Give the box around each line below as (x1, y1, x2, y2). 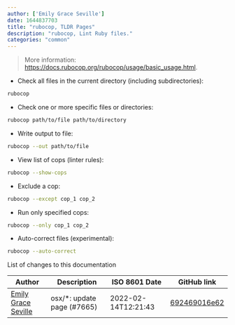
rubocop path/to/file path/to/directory (7, 117, 127, 124)
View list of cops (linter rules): (17, 155, 104, 164)
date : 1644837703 (7, 17, 58, 24)
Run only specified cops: (17, 208, 90, 216)
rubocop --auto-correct (7, 248, 77, 255)
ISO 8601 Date (111, 277, 162, 287)
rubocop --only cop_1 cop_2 (7, 222, 90, 229)
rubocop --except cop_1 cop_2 (7, 195, 96, 202)
